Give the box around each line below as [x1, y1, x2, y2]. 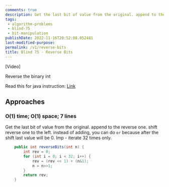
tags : [5, 17, 17, 22]
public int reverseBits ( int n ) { [14, 145, 84, 150]
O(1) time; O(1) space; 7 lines [5, 112, 77, 119]
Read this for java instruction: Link [5, 83, 76, 89]
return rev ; [23, 172, 49, 178]
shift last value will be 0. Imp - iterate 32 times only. [5, 135, 112, 141]
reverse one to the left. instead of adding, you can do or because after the [5, 130, 159, 136]
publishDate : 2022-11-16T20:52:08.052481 [5, 36, 94, 41]
